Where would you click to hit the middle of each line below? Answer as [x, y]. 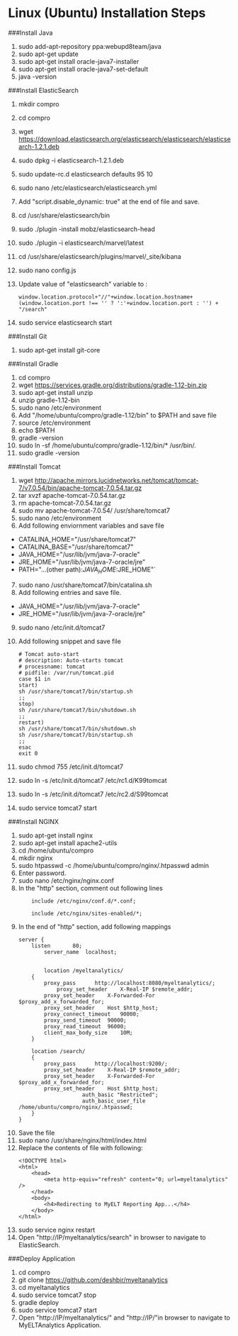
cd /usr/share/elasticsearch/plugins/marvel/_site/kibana [100, 256]
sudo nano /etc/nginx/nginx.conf [66, 880]
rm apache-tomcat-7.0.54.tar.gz [65, 503]
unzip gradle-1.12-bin [49, 400]
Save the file [36, 1132]
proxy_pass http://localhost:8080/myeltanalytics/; [130, 983]
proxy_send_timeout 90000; [85, 1020]
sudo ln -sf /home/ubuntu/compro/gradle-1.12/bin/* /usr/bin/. [107, 445]
